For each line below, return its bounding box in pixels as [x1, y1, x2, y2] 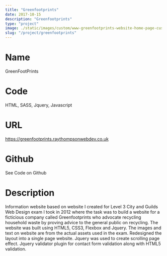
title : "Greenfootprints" [5, 7, 59, 12]
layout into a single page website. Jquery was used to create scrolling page [5, 235, 160, 241]
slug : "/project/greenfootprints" [5, 30, 77, 35]
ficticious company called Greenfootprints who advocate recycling [5, 214, 142, 220]
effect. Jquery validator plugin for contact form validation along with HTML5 [5, 241, 161, 247]
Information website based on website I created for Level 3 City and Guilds [5, 203, 158, 209]
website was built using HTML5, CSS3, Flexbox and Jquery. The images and [5, 225, 162, 231]
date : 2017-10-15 [5, 12, 41, 17]
